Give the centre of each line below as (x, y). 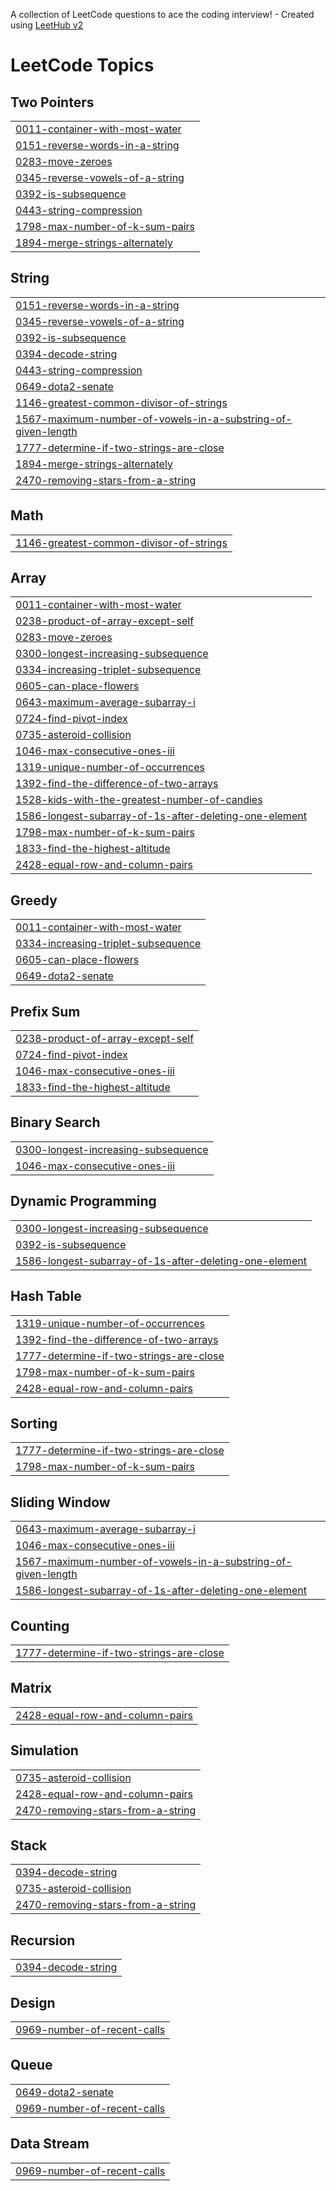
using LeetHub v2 (47, 25)
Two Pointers (52, 102)
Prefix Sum (45, 1011)
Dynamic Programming (83, 1201)
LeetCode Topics (82, 65)
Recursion (43, 1940)
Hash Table (46, 1296)
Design (33, 2002)
